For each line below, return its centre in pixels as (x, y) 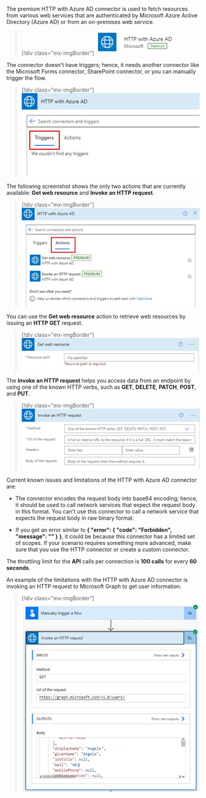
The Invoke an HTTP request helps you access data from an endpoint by (99, 380)
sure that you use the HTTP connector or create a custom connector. (102, 550)
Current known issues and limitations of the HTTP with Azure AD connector (102, 480)
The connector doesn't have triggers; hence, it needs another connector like (103, 65)
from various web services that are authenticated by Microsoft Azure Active (102, 15)
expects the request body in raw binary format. (75, 518)
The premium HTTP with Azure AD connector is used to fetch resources (97, 9)
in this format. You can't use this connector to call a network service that (107, 512)
